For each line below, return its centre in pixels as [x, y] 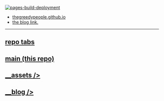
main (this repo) [30, 59]
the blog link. [25, 22]
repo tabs [20, 42]
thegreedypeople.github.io [39, 17]
